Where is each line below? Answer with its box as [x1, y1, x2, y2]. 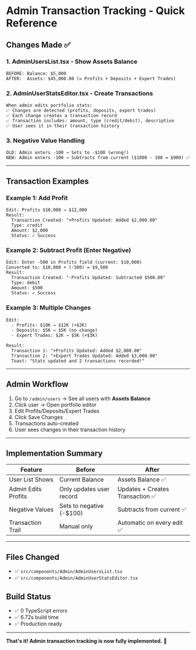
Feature [20, 466, 43, 474]
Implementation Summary [6, 448, 103, 458]
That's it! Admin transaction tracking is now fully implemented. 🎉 [6, 638, 167, 644]
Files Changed [6, 552, 60, 562]
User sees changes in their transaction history [14, 426, 125, 433]
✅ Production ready [14, 620, 62, 627]
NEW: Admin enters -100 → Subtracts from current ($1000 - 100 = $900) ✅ [6, 155, 191, 161]
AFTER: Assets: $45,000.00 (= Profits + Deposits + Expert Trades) [6, 75, 176, 81]
